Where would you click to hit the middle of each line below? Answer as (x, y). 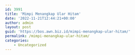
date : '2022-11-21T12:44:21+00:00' (41, 18)
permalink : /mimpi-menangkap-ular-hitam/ (47, 36)
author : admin (19, 23)
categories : (17, 41)
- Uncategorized (30, 45)
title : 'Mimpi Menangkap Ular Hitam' (43, 14)
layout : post (18, 27)
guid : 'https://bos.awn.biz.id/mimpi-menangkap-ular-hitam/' (68, 32)
